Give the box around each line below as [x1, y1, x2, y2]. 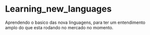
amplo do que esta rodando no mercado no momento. [5, 24, 113, 30]
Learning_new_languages [5, 3, 112, 15]
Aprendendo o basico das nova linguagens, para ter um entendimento [5, 19, 146, 25]
